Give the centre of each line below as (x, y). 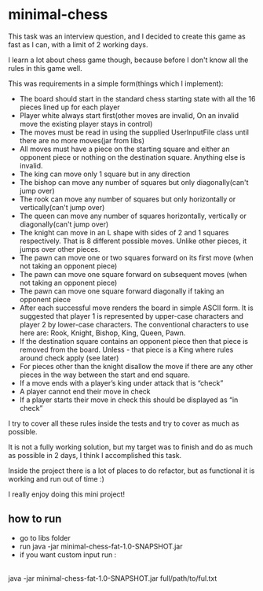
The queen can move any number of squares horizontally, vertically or (133, 216)
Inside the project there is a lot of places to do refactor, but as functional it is (131, 471)
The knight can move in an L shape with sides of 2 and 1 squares (124, 232)
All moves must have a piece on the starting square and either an (124, 149)
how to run (35, 519)
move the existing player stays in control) (86, 124)
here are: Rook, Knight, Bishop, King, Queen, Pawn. (102, 333)
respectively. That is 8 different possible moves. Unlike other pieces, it (133, 241)
